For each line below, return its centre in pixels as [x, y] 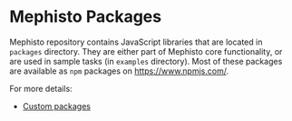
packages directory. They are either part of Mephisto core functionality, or [146, 51]
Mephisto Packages [85, 17]
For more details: [41, 88]
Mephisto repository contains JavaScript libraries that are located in [136, 42]
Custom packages [56, 106]
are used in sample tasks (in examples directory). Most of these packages [146, 61]
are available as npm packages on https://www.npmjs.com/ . [119, 71]
